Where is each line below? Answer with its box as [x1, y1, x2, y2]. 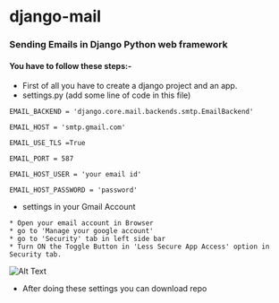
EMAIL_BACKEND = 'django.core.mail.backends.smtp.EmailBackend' [9, 108, 254, 117]
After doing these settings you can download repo [21, 283, 207, 294]
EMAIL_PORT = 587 [9, 154, 74, 163]
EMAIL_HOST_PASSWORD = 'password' [9, 186, 139, 195]
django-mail [9, 6, 101, 27]
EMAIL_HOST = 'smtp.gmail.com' [9, 123, 126, 132]
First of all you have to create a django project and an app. [21, 81, 238, 91]
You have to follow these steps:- [9, 60, 132, 71]
